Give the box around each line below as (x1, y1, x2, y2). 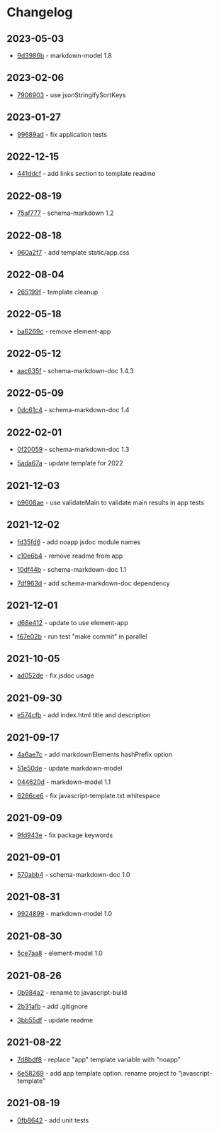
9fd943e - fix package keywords (16, 831, 113, 839)
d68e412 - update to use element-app (16, 618, 128, 627)
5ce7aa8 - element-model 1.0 (16, 949, 103, 958)
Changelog (6, 4, 73, 21)
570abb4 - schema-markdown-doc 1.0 (16, 870, 130, 878)
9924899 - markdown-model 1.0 (16, 910, 113, 918)
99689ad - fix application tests (16, 130, 108, 138)
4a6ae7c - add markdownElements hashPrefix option (16, 750, 173, 758)
